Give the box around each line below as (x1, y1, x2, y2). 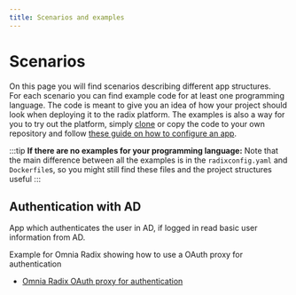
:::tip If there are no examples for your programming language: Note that (9, 145, 279, 155)
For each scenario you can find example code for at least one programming (9, 90, 285, 100)
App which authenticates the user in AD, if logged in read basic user (9, 223, 258, 234)
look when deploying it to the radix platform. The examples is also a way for (9, 108, 285, 120)
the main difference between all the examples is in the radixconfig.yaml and (9, 155, 288, 165)
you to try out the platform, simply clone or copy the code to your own (9, 118, 266, 129)
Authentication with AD (9, 199, 142, 214)
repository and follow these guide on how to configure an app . (9, 128, 238, 139)
